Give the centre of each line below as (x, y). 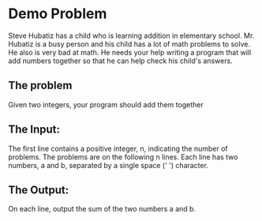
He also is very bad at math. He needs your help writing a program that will (130, 52)
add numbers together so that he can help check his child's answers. (120, 61)
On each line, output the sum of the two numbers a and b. (102, 209)
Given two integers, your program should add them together (106, 104)
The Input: (34, 130)
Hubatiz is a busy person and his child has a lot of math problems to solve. (129, 43)
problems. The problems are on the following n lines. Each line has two (123, 157)
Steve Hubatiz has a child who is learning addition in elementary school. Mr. (131, 36)
